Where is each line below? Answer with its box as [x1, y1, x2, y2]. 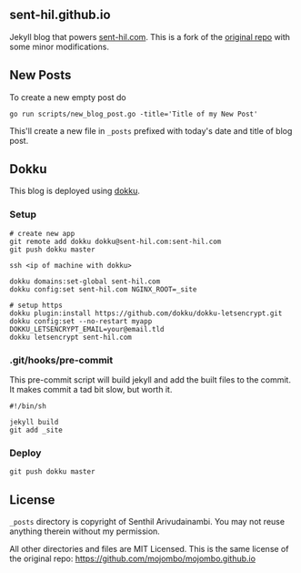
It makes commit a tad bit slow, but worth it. [9, 384, 173, 395]
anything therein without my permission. [9, 526, 161, 537]
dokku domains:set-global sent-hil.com [9, 277, 161, 286]
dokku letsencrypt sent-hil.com [9, 333, 132, 342]
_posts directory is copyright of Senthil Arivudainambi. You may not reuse [9, 517, 285, 527]
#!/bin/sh [9, 402, 47, 411]
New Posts [9, 67, 72, 83]
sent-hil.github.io [9, 7, 111, 23]
